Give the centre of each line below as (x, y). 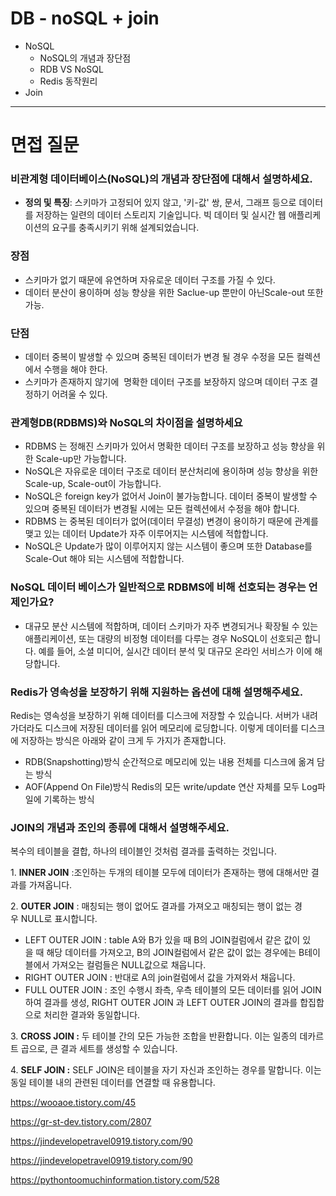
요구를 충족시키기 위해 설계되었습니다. (125, 228)
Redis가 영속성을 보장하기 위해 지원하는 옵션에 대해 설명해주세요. (157, 692)
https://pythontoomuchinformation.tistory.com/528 (115, 1180)
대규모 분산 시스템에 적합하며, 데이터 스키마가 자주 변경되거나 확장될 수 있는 (171, 626)
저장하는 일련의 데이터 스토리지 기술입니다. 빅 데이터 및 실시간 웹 (161, 215)
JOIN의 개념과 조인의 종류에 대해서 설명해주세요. (120, 827)
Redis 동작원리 (68, 81)
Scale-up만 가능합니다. (81, 459)
